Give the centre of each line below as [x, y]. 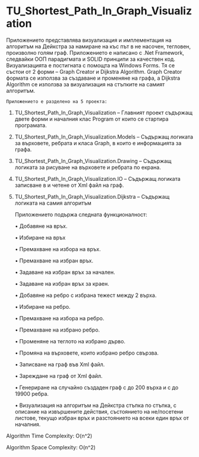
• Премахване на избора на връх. [58, 249]
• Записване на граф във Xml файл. [60, 364]
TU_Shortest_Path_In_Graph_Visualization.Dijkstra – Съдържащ [92, 196]
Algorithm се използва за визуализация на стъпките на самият [86, 84]
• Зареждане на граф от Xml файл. [59, 375]
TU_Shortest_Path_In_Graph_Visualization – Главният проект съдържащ [104, 112]
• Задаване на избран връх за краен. [62, 283]
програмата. [31, 125]
